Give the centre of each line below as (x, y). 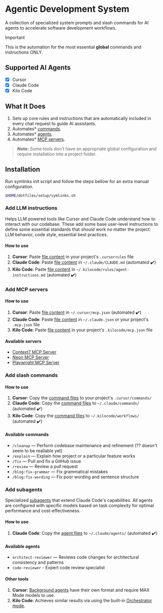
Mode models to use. (34, 595)
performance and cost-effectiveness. (43, 511)
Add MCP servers (27, 289)
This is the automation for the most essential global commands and (73, 47)
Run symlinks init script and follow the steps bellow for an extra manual (77, 181)
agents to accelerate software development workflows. (61, 28)
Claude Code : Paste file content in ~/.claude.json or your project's (80, 320)
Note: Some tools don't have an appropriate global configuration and (87, 149)
